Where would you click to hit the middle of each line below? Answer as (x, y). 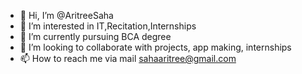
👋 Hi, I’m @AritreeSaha (66, 15)
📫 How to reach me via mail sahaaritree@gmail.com (128, 58)
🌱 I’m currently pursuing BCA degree (95, 36)
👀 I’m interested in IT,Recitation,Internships (108, 26)
